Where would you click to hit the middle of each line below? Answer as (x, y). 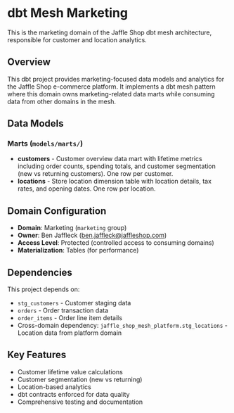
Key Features (37, 355)
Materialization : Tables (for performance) (78, 250)
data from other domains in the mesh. (62, 101)
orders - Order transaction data (63, 310)
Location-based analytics (54, 387)
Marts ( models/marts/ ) (45, 144)
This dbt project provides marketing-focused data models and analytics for (116, 79)
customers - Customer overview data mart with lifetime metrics (110, 159)
